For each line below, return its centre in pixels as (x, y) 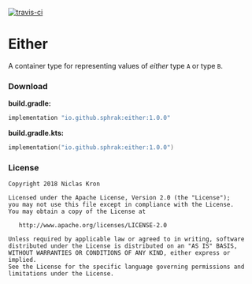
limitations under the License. (61, 274)
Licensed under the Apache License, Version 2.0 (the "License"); (119, 198)
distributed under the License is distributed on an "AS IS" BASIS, (123, 246)
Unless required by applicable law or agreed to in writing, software (126, 239)
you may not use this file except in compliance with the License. (121, 205)
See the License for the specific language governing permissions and (126, 267)
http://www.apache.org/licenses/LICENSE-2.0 (93, 226)
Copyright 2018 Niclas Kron (54, 184)
